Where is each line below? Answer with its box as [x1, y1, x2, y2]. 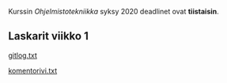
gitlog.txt [8, 51, 38, 60]
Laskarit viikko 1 [8, 29, 89, 43]
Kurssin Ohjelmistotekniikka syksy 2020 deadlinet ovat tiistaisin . [8, 7, 219, 16]
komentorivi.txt [8, 66, 58, 75]
